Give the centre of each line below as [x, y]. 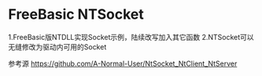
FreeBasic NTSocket [76, 14]
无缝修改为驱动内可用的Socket [57, 47]
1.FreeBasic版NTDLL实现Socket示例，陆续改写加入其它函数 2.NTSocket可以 [131, 37]
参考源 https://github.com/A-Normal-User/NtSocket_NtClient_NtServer [123, 63]
